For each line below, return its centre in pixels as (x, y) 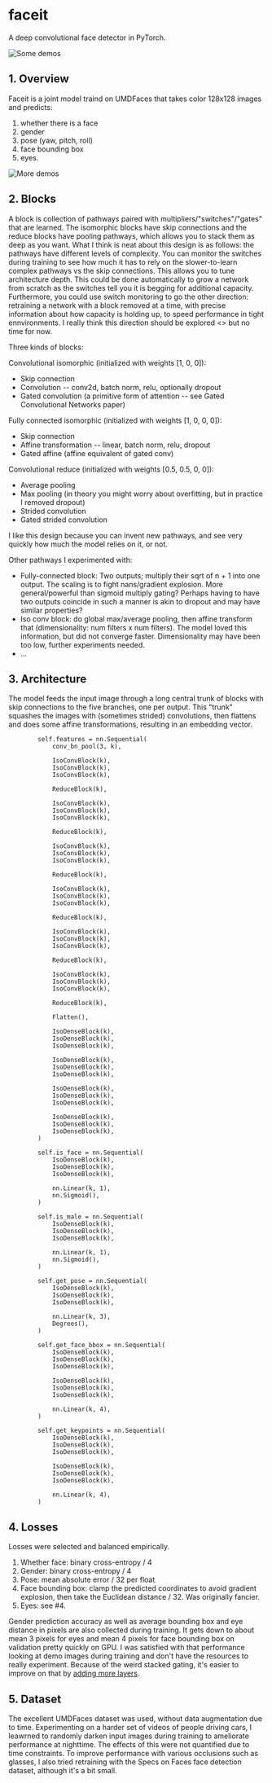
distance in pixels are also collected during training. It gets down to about (132, 1630)
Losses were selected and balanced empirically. (89, 1547)
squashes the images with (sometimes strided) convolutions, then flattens (132, 716)
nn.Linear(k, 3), (81, 1317)
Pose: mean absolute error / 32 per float (88, 1580)
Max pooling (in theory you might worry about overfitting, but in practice (141, 494)
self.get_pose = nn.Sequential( (93, 1281)
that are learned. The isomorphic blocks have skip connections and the (127, 227)
